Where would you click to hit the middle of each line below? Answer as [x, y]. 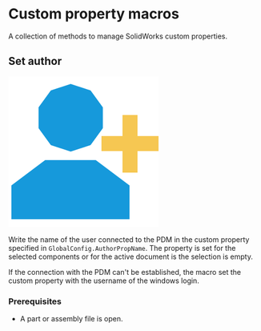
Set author [35, 61]
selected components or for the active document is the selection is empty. [131, 256]
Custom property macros [94, 14]
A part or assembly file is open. [71, 319]
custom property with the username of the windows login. [104, 281]
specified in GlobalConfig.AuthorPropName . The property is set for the [122, 248]
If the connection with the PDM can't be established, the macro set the [125, 272]
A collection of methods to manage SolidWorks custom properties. [118, 36]
